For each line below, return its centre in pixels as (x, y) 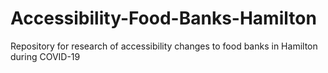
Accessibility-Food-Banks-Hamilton (163, 18)
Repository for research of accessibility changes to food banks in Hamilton (164, 46)
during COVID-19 (45, 56)
